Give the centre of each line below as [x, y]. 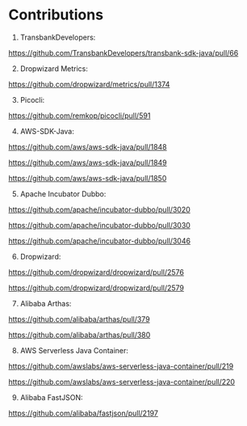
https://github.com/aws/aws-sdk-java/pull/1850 [88, 178]
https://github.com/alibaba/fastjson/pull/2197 [84, 413]
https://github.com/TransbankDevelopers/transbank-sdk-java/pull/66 [123, 53]
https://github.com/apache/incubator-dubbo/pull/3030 [100, 225]
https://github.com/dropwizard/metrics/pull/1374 [89, 84]
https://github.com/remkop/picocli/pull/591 [80, 116]
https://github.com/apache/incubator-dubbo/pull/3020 [100, 209]
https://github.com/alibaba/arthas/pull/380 [80, 335]
